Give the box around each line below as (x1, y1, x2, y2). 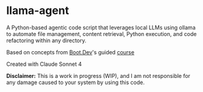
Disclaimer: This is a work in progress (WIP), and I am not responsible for (6, 72, 190, 79)
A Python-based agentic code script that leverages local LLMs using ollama (6, 24, 196, 31)
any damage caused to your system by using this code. (6, 79, 145, 86)
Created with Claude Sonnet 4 (6, 60, 82, 68)
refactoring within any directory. (6, 37, 87, 44)
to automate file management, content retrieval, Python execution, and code (6, 30, 197, 37)
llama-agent (6, 4, 69, 18)
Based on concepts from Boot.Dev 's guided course (6, 48, 135, 55)
